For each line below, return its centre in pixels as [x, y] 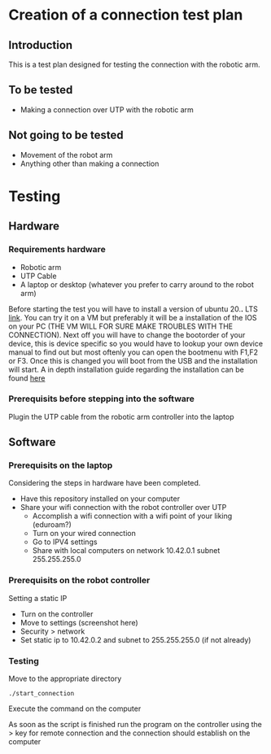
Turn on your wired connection [84, 534]
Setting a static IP [38, 598]
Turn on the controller [57, 614]
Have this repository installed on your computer [100, 499]
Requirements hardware [57, 250]
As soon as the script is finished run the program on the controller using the [135, 725]
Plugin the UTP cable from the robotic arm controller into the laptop [121, 416]
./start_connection [42, 694]
